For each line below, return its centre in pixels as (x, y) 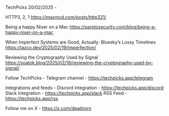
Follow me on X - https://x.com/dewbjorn (48, 108)
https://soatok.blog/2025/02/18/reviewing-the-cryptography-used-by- (79, 63)
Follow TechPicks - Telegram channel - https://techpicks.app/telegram (79, 78)
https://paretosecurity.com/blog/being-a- (113, 27)
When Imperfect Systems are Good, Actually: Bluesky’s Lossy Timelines (81, 42)
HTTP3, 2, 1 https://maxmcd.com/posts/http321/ (56, 17)
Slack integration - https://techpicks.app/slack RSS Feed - (66, 93)
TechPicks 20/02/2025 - (31, 7)
